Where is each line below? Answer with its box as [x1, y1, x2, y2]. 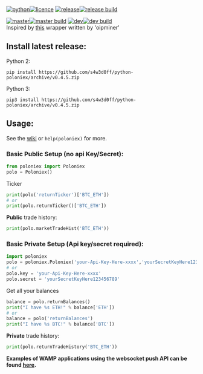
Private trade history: [6, 332, 59, 340]
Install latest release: [6, 41, 86, 51]
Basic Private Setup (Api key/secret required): [6, 240, 144, 248]
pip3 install [6, 97, 39, 103]
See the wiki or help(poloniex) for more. [6, 134, 108, 142]
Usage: [6, 119, 34, 129]
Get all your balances [6, 287, 59, 294]
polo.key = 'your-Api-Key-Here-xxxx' [6, 271, 101, 277]
